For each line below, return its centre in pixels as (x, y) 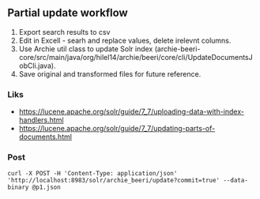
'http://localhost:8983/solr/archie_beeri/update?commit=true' (114, 181)
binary (18, 188)
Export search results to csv (64, 32)
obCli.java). (37, 66)
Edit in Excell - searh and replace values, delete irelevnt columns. (125, 40)
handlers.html (41, 120)
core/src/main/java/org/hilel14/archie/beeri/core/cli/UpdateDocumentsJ (136, 57)
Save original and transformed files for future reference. (110, 73)
